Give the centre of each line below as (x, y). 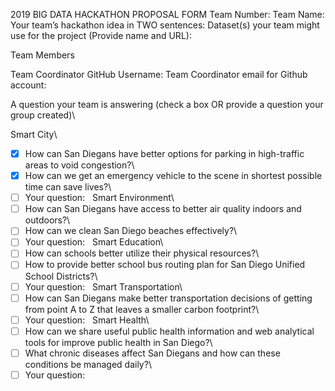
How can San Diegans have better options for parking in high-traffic (164, 153)
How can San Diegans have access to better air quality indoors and (163, 209)
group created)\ (43, 115)
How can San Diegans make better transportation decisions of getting (168, 298)
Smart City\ (34, 134)
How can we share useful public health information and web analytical (169, 331)
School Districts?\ (61, 276)
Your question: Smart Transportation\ (103, 286)
